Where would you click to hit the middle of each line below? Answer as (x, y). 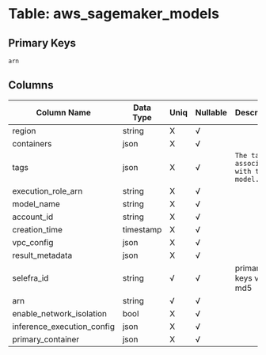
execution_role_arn (47, 191)
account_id (33, 217)
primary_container (46, 339)
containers (32, 143)
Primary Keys (42, 43)
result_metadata (42, 255)
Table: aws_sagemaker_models (114, 14)
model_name (36, 204)
